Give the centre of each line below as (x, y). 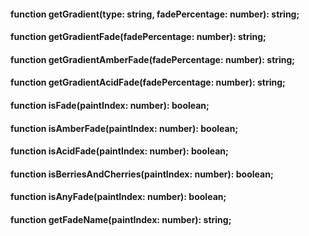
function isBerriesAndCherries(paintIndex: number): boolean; (142, 174)
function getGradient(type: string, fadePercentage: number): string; (155, 14)
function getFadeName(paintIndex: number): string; (121, 219)
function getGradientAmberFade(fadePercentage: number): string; (153, 59)
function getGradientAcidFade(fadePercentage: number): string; (148, 82)
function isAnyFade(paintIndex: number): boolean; (118, 197)
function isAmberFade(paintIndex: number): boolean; (124, 128)
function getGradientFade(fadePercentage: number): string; (138, 37)
